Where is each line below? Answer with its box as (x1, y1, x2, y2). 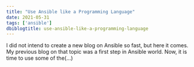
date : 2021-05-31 (6, 14, 50, 20)
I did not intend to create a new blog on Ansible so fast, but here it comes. (6, 42, 189, 49)
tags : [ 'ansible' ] (6, 20, 52, 26)
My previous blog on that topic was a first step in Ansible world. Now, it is (6, 48, 187, 56)
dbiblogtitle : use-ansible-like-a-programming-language (6, 25, 148, 32)
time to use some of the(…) (6, 54, 73, 62)
